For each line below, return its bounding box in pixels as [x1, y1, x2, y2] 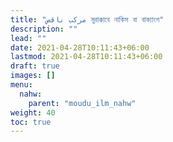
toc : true [10, 117, 52, 127]
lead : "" [10, 33, 47, 43]
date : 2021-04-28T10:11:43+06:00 [10, 42, 150, 53]
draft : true [10, 61, 60, 71]
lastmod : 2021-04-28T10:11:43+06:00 [10, 52, 163, 62]
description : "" [10, 24, 78, 34]
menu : [10, 80, 33, 90]
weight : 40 [10, 107, 56, 118]
